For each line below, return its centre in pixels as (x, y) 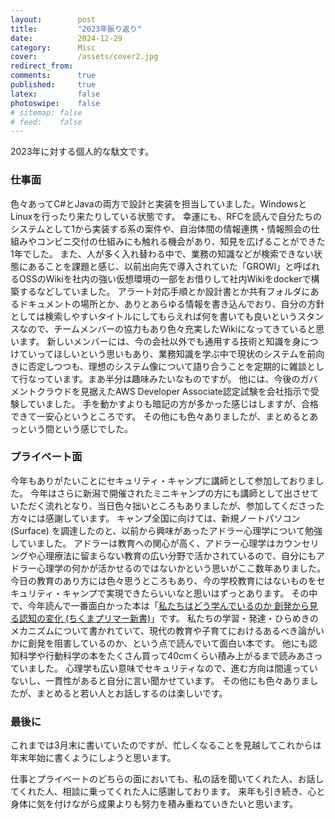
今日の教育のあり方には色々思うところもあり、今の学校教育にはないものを (163, 580)
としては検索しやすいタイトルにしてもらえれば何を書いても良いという (154, 316)
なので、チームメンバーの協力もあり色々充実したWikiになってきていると (167, 328)
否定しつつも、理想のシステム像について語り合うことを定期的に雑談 (167, 366)
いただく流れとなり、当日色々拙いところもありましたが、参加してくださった (167, 505)
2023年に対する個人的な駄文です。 (82, 152)
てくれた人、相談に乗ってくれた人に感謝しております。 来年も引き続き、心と (168, 792)
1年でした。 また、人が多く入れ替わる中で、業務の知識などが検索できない (162, 253)
